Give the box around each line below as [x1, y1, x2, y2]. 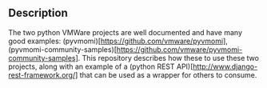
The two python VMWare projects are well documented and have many [8, 27, 242, 37]
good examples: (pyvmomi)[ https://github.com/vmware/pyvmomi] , [8, 36, 228, 46]
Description [8, 6, 68, 20]
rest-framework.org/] [8, 70, 78, 79]
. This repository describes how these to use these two [78, 53, 260, 62]
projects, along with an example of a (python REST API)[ [8, 62, 193, 71]
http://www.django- [193, 62, 258, 71]
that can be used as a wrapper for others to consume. [79, 70, 257, 79]
